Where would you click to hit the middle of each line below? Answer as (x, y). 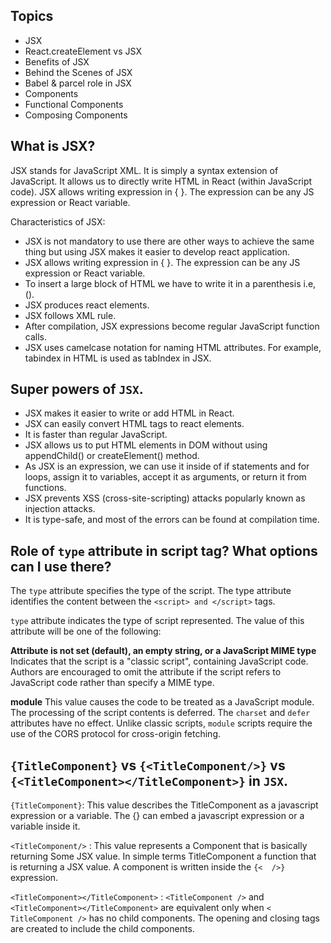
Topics (32, 16)
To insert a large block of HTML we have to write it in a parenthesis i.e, (170, 283)
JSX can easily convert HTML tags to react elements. (134, 424)
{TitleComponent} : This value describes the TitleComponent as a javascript (164, 805)
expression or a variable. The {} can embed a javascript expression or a (157, 816)
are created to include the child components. (102, 929)
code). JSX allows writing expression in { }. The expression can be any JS (162, 191)
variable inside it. (45, 826)
